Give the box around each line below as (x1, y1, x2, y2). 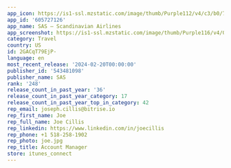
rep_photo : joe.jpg (7, 138, 63, 145)
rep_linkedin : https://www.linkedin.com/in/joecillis (7, 125, 165, 132)
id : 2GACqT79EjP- (7, 49, 57, 56)
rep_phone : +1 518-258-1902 (7, 131, 88, 138)
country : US (7, 42, 41, 49)
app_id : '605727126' (7, 16, 67, 23)
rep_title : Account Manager (7, 144, 88, 151)
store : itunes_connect (7, 150, 72, 158)
